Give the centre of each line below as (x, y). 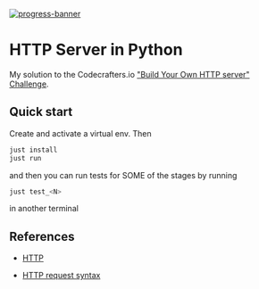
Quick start (41, 112)
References (42, 236)
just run (25, 158)
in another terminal (44, 209)
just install (33, 150)
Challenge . (29, 84)
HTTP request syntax (61, 276)
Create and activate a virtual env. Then (80, 133)
